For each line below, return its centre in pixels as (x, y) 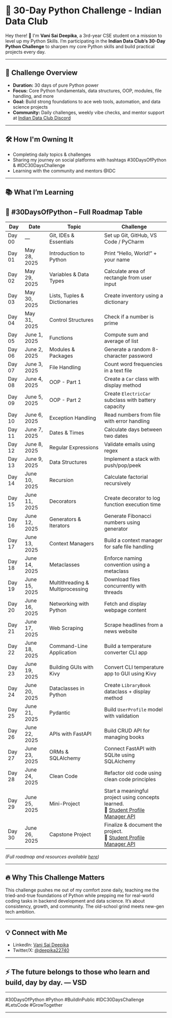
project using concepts (132, 797)
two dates (116, 436)
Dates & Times (67, 433)
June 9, (34, 459)
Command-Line (69, 646)
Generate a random (127, 349)
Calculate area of (125, 271)
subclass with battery (130, 400)
